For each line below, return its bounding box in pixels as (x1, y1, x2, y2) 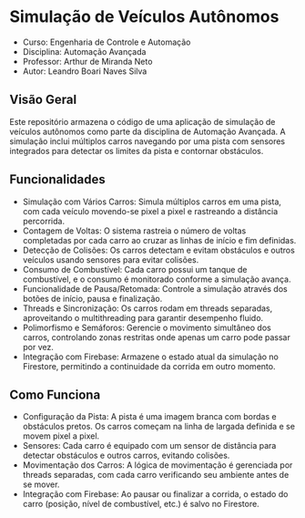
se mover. (22, 479, 60, 490)
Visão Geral (9, 92, 77, 108)
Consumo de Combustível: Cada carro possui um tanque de (22, 264, 248, 275)
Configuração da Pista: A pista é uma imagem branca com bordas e (22, 411, 277, 422)
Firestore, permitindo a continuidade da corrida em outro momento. (22, 360, 276, 371)
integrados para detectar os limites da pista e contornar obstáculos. (9, 145, 264, 156)
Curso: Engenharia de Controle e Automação (22, 36, 191, 47)
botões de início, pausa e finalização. (22, 293, 163, 304)
